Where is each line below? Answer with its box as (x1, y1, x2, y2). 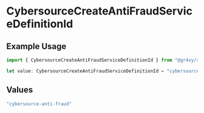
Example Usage (6, 41, 67, 51)
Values (6, 85, 33, 95)
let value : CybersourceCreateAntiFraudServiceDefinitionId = (6, 68, 165, 74)
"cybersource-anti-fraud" (6, 101, 72, 107)
